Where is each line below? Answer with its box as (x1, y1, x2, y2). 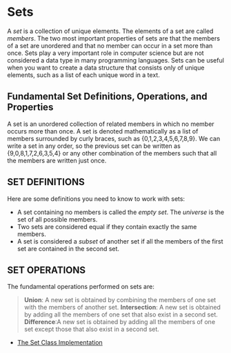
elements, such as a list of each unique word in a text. (7, 70, 160, 79)
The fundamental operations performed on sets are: (7, 283, 155, 291)
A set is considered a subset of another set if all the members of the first (17, 237, 223, 245)
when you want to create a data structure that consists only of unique (7, 63, 205, 72)
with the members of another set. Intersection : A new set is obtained (23, 303, 221, 312)
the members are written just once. (7, 156, 107, 164)
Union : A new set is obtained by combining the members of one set (23, 296, 217, 304)
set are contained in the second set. (17, 244, 119, 253)
